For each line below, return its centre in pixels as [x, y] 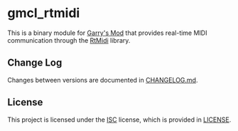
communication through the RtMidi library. [69, 40]
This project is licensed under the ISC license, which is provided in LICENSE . [119, 120]
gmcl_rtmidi [44, 13]
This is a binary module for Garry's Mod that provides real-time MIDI [107, 33]
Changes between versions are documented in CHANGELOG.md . [103, 80]
